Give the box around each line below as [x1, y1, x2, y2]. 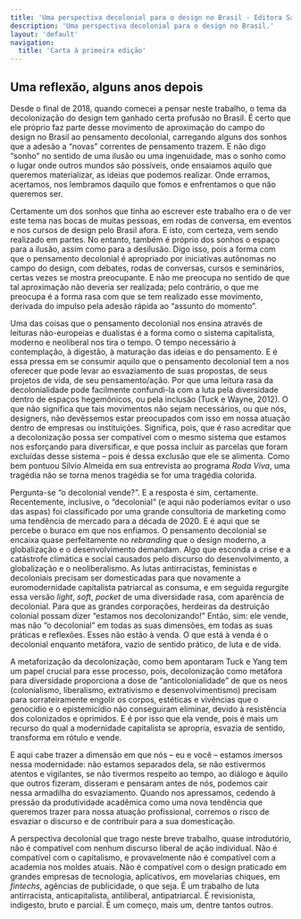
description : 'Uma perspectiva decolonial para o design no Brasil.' [10, 21, 275, 30]
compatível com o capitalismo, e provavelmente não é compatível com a [10, 852, 276, 863]
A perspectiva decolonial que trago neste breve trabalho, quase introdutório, [10, 832, 292, 844]
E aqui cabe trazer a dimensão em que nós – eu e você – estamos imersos [10, 749, 283, 760]
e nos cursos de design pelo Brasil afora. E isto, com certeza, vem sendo [10, 224, 279, 235]
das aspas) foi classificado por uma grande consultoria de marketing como [10, 505, 287, 516]
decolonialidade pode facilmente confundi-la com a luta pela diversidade [10, 384, 280, 395]
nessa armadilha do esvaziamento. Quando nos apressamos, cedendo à [10, 787, 276, 798]
